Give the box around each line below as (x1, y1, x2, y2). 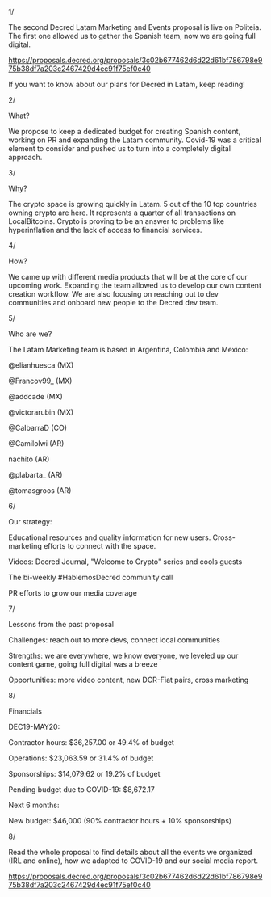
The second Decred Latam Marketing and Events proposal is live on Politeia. (8, 23, 262, 32)
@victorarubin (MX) (8, 407, 74, 417)
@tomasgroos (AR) (8, 486, 72, 495)
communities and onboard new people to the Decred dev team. (8, 298, 219, 307)
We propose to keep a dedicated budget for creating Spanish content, (8, 127, 241, 136)
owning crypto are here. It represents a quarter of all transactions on (8, 208, 236, 217)
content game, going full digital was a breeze (8, 659, 158, 669)
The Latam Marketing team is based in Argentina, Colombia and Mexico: (8, 345, 248, 354)
